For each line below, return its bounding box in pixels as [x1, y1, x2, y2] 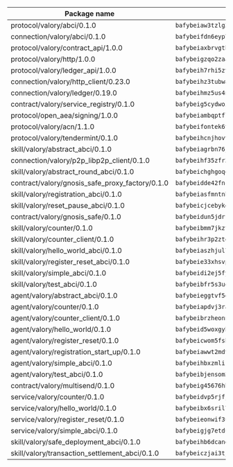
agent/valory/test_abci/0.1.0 [10, 370, 103, 379]
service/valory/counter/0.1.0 [10, 392, 105, 401]
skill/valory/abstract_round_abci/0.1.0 [10, 167, 135, 176]
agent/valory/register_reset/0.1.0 [10, 336, 119, 345]
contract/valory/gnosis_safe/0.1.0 [10, 212, 121, 221]
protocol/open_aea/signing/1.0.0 [10, 111, 119, 120]
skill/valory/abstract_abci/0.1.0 [10, 145, 112, 154]
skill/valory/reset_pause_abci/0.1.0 [10, 201, 125, 210]
